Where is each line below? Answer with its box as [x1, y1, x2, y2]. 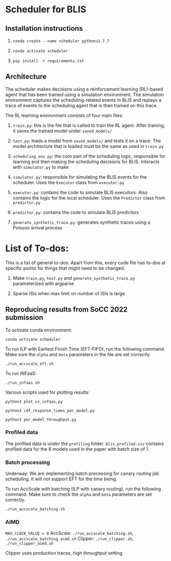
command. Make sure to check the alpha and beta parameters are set [5, 491, 152, 497]
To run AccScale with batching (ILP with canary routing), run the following [5, 486, 161, 492]
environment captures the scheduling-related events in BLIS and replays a [5, 96, 162, 103]
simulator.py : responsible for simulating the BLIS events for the [12, 173, 147, 180]
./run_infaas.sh [5, 380, 40, 385]
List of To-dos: [5, 243, 69, 254]
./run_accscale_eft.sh [5, 361, 54, 366]
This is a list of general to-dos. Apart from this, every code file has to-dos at [5, 259, 166, 265]
